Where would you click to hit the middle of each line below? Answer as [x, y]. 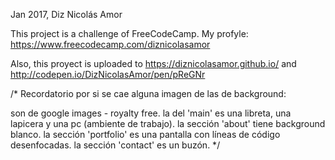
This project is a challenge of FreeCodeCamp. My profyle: [129, 33]
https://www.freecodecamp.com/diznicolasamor [110, 44]
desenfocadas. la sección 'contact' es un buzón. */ [115, 145]
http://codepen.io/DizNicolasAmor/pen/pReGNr [108, 74]
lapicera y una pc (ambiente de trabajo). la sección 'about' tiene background [168, 123]
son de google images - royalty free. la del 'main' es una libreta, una [151, 113]
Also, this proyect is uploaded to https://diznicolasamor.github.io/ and [153, 63]
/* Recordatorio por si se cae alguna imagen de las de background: [148, 93]
